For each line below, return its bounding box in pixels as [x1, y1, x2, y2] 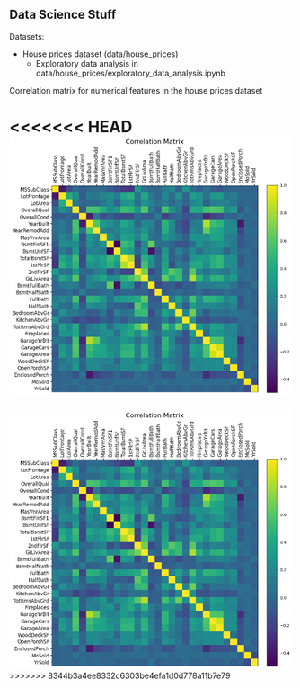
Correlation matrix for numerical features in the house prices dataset [9, 85, 263, 95]
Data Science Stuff [9, 7, 117, 22]
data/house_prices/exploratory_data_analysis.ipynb [35, 67, 226, 78]
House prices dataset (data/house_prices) [22, 49, 179, 59]
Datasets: [9, 31, 45, 41]
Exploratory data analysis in [35, 58, 139, 68]
